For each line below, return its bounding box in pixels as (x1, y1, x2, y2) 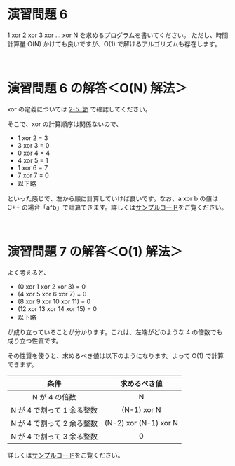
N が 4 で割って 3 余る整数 (11, 432, 98, 441)
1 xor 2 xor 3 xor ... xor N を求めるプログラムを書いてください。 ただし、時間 (7, 31, 229, 39)
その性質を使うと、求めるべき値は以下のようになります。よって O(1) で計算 (7, 351, 224, 359)
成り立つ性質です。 (7, 336, 62, 345)
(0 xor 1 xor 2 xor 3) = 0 (17, 282, 86, 291)
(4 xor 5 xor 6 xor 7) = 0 (17, 289, 87, 298)
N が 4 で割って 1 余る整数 (11, 405, 98, 415)
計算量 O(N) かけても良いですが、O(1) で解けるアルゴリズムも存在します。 (7, 39, 221, 48)
